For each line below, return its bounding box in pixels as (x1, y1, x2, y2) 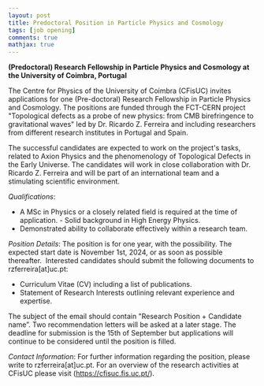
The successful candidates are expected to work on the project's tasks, (8, 143, 241, 153)
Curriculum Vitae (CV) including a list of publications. (19, 280, 192, 289)
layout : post (8, 11, 51, 20)
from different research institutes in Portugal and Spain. (8, 128, 189, 138)
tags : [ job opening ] (8, 26, 76, 34)
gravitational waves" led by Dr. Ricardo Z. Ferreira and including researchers (8, 120, 256, 129)
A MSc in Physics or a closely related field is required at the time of (19, 207, 238, 217)
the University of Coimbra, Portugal (8, 71, 128, 80)
